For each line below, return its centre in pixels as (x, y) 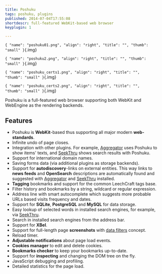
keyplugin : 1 (18, 28)
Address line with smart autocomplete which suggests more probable (81, 194)
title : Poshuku (20, 9)
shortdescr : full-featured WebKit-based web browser (59, 23)
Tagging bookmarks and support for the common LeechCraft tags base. (84, 184)
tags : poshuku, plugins (29, 14)
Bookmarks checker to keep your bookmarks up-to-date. (70, 251)
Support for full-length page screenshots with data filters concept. (79, 230)
